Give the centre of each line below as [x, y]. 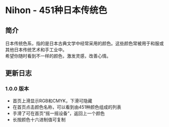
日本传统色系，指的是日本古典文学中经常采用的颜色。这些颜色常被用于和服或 [84, 43]
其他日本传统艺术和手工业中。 [36, 50]
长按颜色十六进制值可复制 [39, 119]
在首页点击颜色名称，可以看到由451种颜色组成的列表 [67, 107]
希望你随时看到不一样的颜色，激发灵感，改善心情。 [58, 56]
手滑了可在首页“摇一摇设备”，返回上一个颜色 [59, 113]
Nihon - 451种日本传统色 [56, 10]
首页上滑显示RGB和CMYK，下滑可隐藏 [52, 100]
